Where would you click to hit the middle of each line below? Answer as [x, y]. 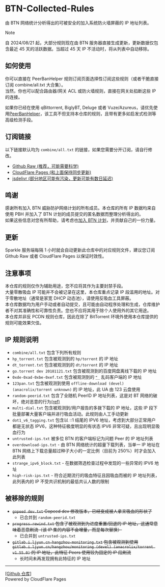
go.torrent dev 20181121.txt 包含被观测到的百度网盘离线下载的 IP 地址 [84, 371]
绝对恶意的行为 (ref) [41, 401]
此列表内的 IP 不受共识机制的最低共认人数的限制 [61, 481]
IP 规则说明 [22, 340]
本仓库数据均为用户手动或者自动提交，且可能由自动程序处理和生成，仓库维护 [82, 304]
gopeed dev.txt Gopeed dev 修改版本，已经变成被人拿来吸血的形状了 [82, 511]
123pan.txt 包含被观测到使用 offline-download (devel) [68, 383]
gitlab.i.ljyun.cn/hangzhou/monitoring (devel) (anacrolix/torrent [82, 547]
